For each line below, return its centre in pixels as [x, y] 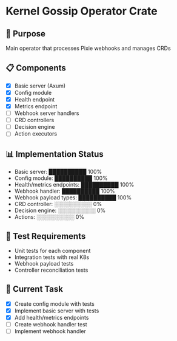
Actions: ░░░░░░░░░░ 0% [49, 217]
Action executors [36, 134]
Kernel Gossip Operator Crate [82, 11]
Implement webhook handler [50, 331]
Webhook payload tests [44, 263]
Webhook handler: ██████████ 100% [65, 191]
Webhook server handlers [47, 113]
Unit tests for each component [52, 250]
